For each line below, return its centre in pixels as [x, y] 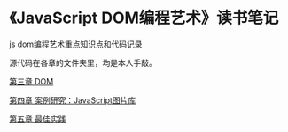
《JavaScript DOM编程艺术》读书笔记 [144, 18]
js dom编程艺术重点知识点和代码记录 [76, 44]
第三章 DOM [31, 81]
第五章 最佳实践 [38, 119]
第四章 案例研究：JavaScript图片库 [73, 100]
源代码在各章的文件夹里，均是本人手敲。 [83, 62]
